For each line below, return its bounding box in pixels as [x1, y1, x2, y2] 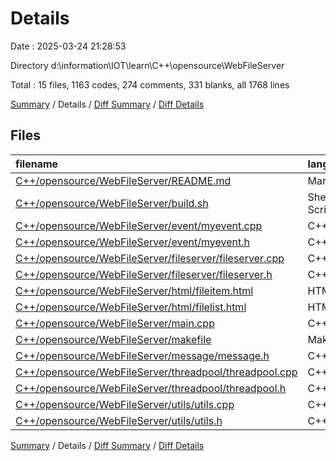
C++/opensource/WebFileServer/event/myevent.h [15, 235, 250, 249]
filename [15, 157, 59, 171]
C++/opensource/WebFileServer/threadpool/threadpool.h [15, 381, 287, 395]
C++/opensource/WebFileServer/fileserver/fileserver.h [15, 267, 273, 281]
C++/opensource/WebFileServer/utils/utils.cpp [15, 397, 235, 411]
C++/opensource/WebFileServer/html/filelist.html [15, 300, 247, 314]
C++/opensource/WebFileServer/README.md [15, 173, 232, 187]
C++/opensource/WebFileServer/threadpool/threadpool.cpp [15, 365, 298, 379]
